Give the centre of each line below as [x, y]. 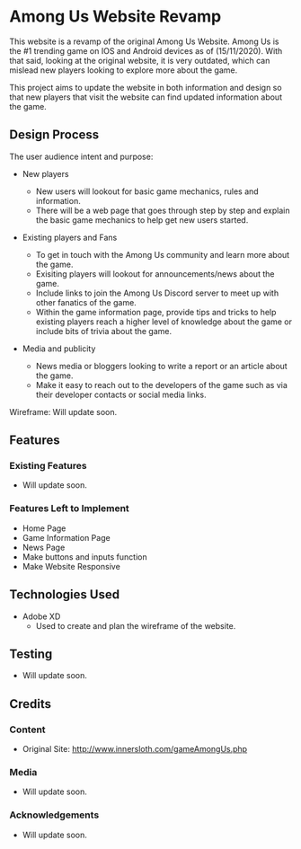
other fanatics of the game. [86, 302]
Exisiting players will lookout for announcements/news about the [155, 274]
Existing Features [48, 466]
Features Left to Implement [70, 509]
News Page [44, 547]
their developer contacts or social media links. [121, 394]
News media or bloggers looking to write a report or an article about [161, 366]
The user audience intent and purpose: [81, 156]
